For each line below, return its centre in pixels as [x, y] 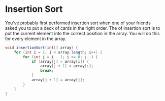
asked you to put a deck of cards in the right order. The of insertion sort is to [83, 28]
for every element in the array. [36, 39]
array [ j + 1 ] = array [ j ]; [58, 80]
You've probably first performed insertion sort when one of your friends [78, 23]
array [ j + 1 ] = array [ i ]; [67, 66]
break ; [47, 71]
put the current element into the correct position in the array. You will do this [82, 33]
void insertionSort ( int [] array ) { [42, 48]
